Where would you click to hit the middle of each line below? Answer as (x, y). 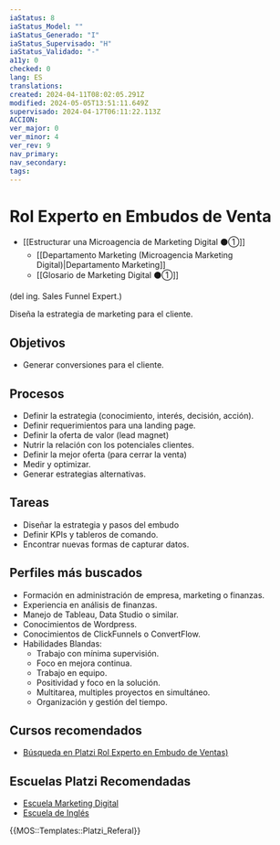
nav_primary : (34, 154)
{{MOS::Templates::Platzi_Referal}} (75, 831)
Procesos (37, 394)
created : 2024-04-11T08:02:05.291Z (77, 94)
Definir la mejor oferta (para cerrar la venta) (104, 455)
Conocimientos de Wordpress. (80, 624)
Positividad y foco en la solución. (99, 682)
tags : (20, 171)
